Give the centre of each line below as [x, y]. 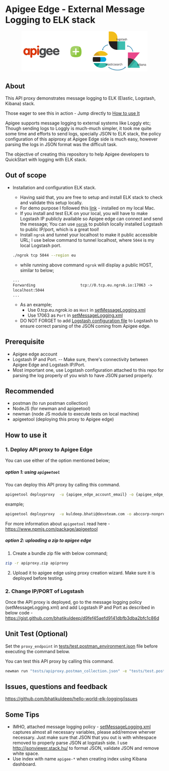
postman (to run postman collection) [50, 403]
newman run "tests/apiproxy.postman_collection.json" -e [66, 671]
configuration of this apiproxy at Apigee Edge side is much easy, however [81, 139]
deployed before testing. [38, 578]
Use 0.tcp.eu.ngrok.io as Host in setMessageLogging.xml [87, 310]
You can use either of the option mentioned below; [58, 461]
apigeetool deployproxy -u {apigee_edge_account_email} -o [70, 495]
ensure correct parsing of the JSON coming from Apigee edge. [85, 326]
